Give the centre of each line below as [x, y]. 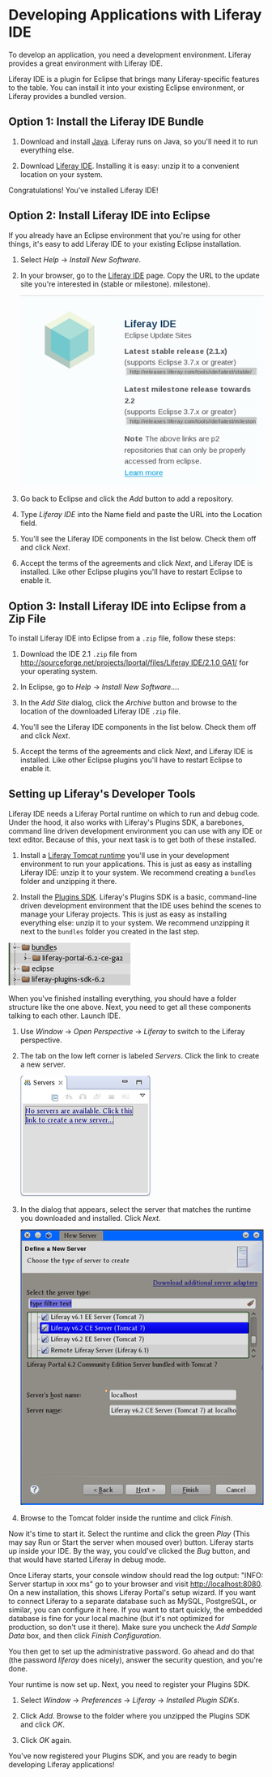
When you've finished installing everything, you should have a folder [123, 998]
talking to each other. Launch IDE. [65, 1016]
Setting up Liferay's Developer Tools [102, 794]
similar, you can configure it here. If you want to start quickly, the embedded [136, 1610]
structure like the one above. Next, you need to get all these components [130, 1007]
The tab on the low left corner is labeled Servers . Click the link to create [140, 1055]
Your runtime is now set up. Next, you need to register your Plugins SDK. [130, 1684]
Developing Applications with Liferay [135, 15]
